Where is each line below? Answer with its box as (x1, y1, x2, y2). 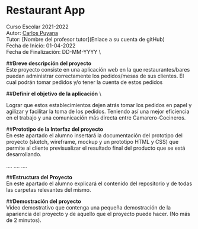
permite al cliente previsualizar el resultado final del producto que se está (6, 144, 186, 151)
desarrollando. (6, 150, 41, 157)
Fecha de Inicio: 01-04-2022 (6, 42, 76, 49)
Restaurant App (6, 4, 85, 17)
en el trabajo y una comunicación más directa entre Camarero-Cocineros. (6, 114, 186, 121)
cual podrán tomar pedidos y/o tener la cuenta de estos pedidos (6, 78, 163, 86)
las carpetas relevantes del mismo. (6, 186, 91, 193)
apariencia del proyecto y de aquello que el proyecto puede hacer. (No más (6, 210, 191, 217)
